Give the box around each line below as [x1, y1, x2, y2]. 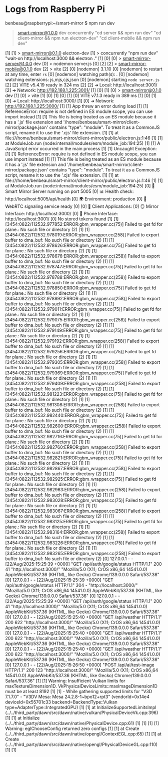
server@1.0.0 [5, 60, 32, 66]
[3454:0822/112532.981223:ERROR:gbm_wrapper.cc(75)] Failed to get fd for [5, 391, 162, 397]
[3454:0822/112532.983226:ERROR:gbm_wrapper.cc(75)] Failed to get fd [5, 540, 156, 546]
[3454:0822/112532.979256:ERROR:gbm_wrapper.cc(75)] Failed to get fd [5, 348, 156, 354]
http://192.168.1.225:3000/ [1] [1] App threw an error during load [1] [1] [5, 103, 148, 109]
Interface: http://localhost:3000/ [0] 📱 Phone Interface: [5, 210, 118, 216]
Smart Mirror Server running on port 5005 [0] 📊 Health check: [5, 188, 134, 194]
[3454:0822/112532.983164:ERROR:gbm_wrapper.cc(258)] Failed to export [5, 529, 160, 535]
